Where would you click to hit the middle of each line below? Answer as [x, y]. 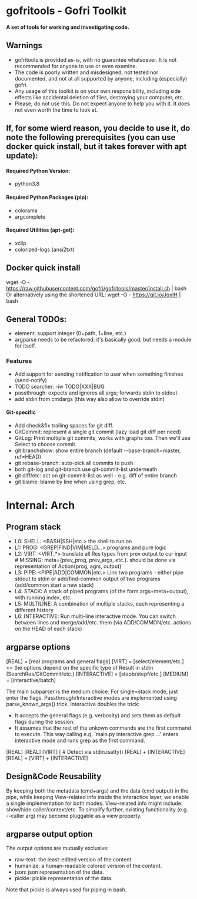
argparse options [38, 647]
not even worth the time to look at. [56, 109]
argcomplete [30, 216]
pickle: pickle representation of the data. [64, 878]
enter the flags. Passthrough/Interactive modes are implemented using [92, 697]
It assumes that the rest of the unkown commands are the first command [103, 728]
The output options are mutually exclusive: [58, 848]
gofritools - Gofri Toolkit [66, 11]
